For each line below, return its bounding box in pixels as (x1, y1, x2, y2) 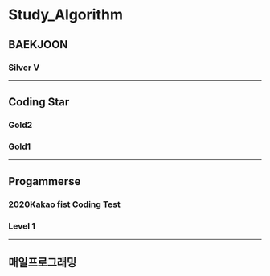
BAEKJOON (8, 38, 68, 51)
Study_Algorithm (8, 6, 123, 24)
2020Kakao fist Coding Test (8, 199, 121, 210)
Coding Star (8, 95, 70, 109)
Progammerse (8, 175, 81, 188)
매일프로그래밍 (8, 256, 77, 270)
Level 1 (8, 220, 36, 231)
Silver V (8, 62, 40, 73)
